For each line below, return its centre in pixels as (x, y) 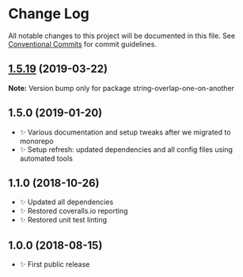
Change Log (49, 14)
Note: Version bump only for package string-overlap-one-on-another (121, 88)
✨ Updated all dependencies (66, 202)
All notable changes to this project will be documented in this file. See (122, 36)
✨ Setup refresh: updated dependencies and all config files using (126, 149)
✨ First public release (55, 264)
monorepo (36, 141)
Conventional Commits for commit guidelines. (82, 44)
